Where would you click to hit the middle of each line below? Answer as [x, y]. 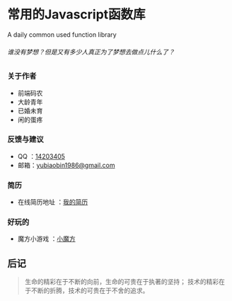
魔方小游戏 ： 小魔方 [46, 239]
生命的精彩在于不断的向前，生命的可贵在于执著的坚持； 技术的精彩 [122, 282]
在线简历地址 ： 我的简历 [53, 202]
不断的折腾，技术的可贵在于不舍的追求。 [90, 290]
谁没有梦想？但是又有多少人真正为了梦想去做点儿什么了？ [91, 52]
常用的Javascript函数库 [77, 15]
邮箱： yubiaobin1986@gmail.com [66, 165]
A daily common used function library [62, 34]
